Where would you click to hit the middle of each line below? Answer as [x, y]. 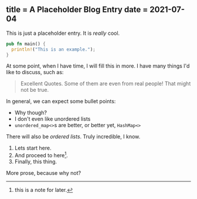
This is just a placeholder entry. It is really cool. [63, 33]
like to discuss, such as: [35, 72]
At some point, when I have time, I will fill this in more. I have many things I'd [98, 66]
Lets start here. [33, 148]
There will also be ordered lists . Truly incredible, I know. [73, 137]
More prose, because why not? [43, 173]
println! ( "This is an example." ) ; [53, 49]
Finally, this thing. [36, 162]
